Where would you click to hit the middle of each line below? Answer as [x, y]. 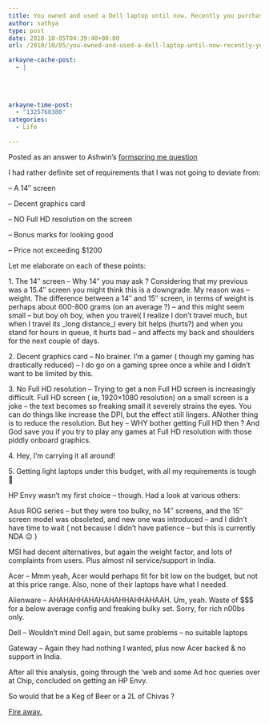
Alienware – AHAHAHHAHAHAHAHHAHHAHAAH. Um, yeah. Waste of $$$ [131, 600]
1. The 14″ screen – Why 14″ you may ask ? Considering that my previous [128, 281]
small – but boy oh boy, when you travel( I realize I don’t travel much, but [128, 315]
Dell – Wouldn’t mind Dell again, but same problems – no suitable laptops [128, 632]
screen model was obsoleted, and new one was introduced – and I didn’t [128, 519]
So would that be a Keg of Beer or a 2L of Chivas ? [91, 696]
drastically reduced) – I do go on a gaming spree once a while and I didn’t [129, 365]
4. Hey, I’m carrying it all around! [62, 455]
